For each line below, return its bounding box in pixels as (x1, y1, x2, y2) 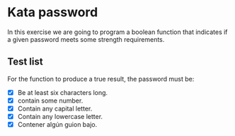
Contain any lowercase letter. (17, 112, 103, 120)
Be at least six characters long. (17, 88, 108, 96)
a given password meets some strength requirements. (7, 35, 165, 43)
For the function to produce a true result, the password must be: (7, 74, 195, 83)
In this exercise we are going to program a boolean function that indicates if (7, 28, 228, 36)
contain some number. (17, 96, 84, 105)
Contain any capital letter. (17, 104, 93, 113)
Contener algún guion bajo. (17, 120, 98, 128)
